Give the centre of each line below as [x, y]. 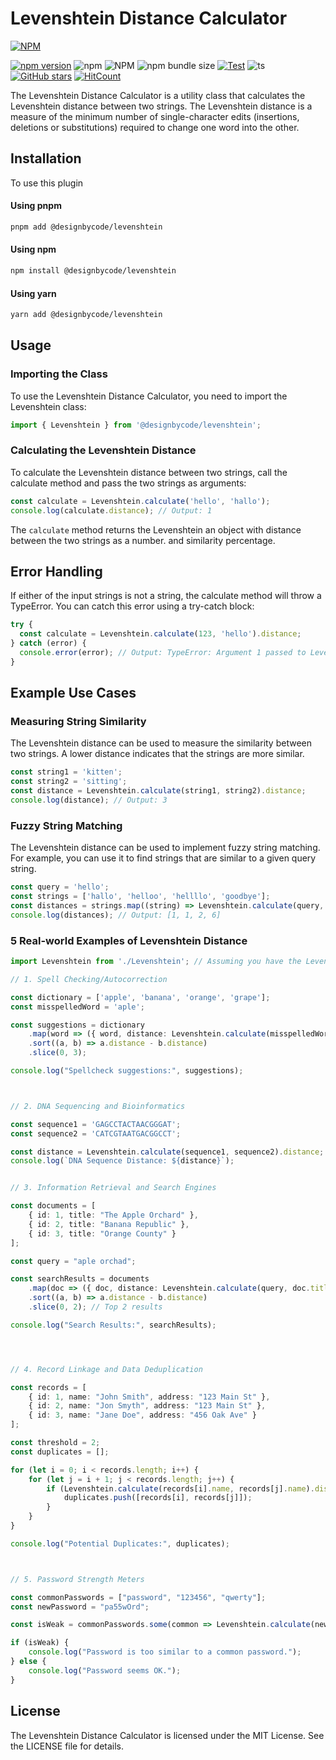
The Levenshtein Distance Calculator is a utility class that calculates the [158, 95]
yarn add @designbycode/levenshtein [86, 315]
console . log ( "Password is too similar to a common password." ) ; [165, 1652]
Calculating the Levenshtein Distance [103, 450]
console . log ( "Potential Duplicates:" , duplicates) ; [120, 1543]
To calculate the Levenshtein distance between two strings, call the [149, 472]
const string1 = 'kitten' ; [66, 772]
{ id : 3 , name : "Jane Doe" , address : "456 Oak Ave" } [142, 1415]
